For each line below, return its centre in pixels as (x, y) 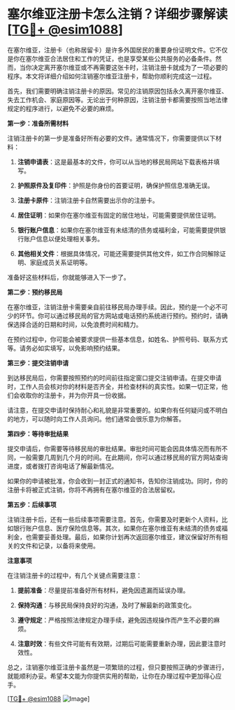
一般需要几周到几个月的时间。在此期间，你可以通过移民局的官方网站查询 (123, 457)
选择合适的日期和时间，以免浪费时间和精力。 (77, 324)
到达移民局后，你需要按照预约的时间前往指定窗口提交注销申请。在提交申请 (114, 378)
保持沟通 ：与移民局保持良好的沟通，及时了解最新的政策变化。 (106, 605)
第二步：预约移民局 (35, 292)
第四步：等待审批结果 (38, 434)
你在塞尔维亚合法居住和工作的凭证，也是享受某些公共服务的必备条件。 (114, 58)
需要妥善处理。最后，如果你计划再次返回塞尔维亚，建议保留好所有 (126, 537)
